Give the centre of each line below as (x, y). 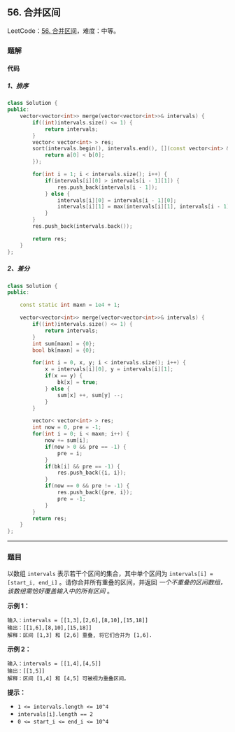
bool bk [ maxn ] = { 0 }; (64, 350)
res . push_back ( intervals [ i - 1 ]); (107, 187)
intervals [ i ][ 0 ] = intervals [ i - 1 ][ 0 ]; (117, 200)
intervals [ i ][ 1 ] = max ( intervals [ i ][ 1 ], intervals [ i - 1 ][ (145, 207)
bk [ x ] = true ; (78, 382)
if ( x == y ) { (63, 376)
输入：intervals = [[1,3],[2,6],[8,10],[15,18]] (78, 621)
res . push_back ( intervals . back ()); (83, 227)
